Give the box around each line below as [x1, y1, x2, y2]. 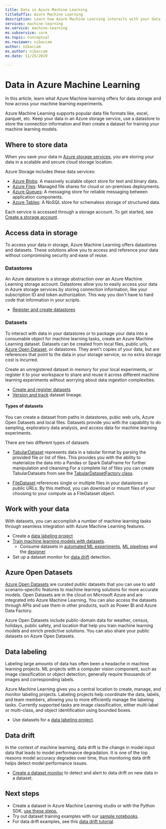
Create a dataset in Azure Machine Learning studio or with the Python [12, 802, 155, 809]
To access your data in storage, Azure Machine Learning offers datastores [5, 242, 157, 248]
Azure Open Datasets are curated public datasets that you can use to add [5, 581, 155, 587]
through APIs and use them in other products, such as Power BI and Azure [5, 602, 157, 608]
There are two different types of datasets [5, 440, 89, 446]
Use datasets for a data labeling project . [12, 717, 94, 723]
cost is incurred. [5, 357, 39, 363]
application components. [12, 194, 63, 200]
